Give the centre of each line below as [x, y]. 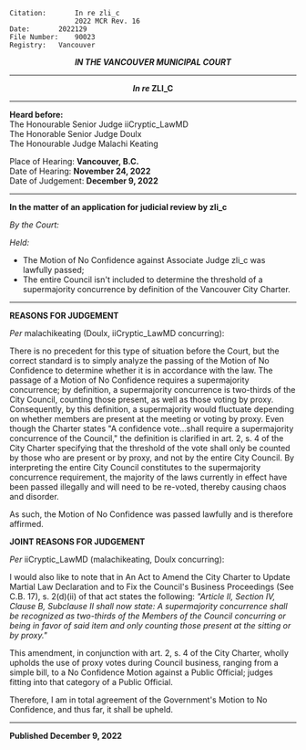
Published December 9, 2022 [66, 736]
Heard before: [36, 115]
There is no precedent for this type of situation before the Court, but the [144, 351]
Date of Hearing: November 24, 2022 [80, 171]
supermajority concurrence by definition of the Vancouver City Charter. [157, 289]
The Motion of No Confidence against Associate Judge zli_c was [144, 260]
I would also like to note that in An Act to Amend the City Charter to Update [150, 577]
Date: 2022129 [49, 29]
